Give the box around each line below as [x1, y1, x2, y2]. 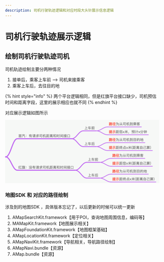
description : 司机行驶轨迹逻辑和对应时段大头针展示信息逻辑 [5, 8, 114, 13]
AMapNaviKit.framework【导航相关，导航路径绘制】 [12, 238, 117, 245]
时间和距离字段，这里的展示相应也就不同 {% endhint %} [5, 99, 117, 105]
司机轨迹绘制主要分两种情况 [5, 66, 61, 72]
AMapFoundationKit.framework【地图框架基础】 [12, 226, 110, 233]
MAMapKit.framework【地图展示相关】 [12, 220, 92, 226]
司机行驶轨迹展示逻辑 [5, 31, 92, 42]
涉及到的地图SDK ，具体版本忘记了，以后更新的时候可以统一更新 [5, 204, 136, 210]
